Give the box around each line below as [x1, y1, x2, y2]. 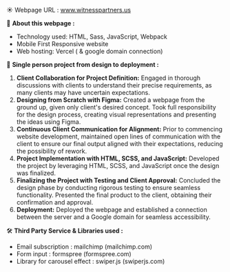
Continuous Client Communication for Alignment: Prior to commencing [16, 125, 223, 133]
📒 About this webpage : [6, 19, 75, 27]
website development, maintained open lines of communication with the [16, 132, 221, 140]
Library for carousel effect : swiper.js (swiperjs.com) [16, 258, 165, 265]
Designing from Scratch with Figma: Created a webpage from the [16, 96, 205, 104]
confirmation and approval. [16, 198, 94, 206]
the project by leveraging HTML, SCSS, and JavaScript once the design [16, 162, 220, 169]
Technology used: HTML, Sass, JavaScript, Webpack [16, 32, 168, 41]
